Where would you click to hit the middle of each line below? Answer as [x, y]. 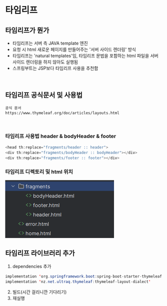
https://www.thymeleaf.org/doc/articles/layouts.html [62, 113]
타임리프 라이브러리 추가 [40, 253]
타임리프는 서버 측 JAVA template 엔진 [50, 43]
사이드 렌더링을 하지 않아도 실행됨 [45, 62]
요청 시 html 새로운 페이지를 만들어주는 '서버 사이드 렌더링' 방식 [74, 49]
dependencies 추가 [32, 266]
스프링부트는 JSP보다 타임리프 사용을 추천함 [55, 68]
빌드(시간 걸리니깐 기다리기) [39, 292]
